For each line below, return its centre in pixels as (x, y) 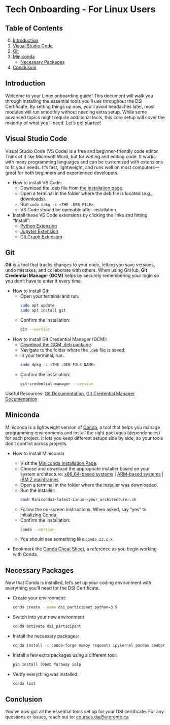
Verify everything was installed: (45, 674)
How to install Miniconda (38, 453)
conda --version (37, 529)
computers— (146, 167)
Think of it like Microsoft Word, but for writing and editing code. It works (80, 156)
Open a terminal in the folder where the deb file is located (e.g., (87, 193)
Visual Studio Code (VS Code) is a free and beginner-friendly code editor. (82, 151)
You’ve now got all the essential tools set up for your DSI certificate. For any (84, 712)
